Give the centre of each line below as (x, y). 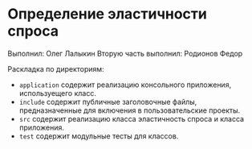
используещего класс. (58, 93)
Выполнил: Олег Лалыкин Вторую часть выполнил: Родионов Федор (125, 53)
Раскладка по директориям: (56, 68)
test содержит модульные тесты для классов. (99, 136)
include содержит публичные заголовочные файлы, (108, 101)
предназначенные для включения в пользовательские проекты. (130, 110)
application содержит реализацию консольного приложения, (125, 85)
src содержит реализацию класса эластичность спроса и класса (132, 118)
